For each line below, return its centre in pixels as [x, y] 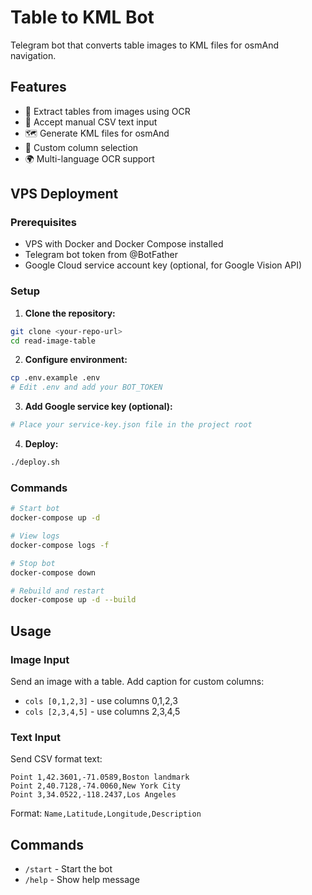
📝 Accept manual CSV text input [91, 122]
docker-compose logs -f [60, 545]
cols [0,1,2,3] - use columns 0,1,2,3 [101, 700]
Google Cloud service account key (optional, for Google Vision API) [163, 265]
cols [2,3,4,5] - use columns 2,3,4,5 [102, 711]
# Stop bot [33, 563]
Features [38, 87]
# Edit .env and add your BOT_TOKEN [86, 387]
